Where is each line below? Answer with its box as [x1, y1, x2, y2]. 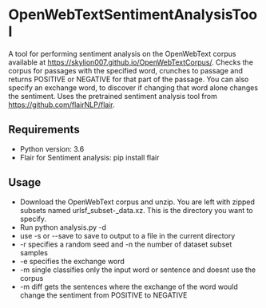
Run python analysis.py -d [19, 222, 106, 232]
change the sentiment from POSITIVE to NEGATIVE [19, 290, 188, 300]
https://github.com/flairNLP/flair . [8, 100, 115, 109]
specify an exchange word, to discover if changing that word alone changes [8, 82, 258, 93]
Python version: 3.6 [19, 144, 85, 153]
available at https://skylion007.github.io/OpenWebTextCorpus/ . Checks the [8, 57, 254, 67]
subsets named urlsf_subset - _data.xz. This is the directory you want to [19, 205, 253, 215]
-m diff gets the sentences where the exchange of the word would [19, 282, 238, 291]
